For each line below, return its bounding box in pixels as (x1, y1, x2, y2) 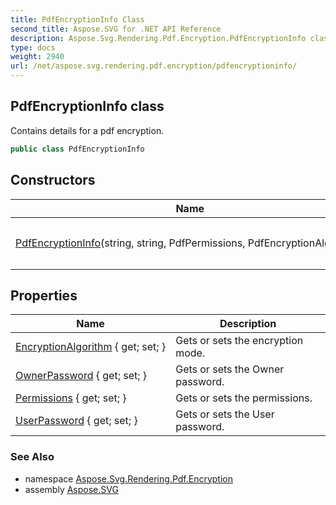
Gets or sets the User (175, 407, 275, 421)
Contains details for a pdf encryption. (10, 124, 165, 136)
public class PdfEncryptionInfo (10, 144, 145, 154)
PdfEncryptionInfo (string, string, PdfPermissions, (15, 236, 246, 250)
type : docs (10, 42, 56, 53)
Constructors (10, 172, 96, 189)
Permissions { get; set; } (15, 391, 127, 405)
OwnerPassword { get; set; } (15, 369, 148, 383)
